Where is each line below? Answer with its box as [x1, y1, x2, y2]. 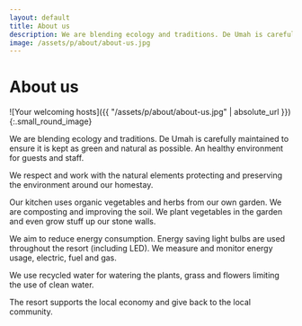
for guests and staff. [9, 153, 84, 163]
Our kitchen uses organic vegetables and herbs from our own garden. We [9, 197, 282, 207]
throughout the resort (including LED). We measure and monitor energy [9, 243, 273, 254]
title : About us [9, 22, 70, 31]
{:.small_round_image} [9, 116, 93, 127]
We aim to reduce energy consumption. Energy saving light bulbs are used [9, 233, 286, 244]
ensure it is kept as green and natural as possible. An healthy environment [9, 143, 284, 154]
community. [9, 306, 53, 317]
